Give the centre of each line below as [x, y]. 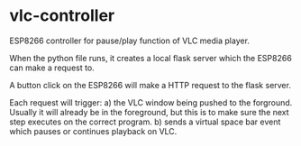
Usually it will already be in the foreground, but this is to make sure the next [150, 112]
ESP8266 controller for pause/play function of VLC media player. [130, 41]
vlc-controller [62, 16]
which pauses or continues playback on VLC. [93, 131]
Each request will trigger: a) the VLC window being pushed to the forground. [151, 102]
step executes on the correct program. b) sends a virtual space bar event [145, 122]
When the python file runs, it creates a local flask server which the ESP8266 [151, 58]
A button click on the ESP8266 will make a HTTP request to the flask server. [150, 85]
